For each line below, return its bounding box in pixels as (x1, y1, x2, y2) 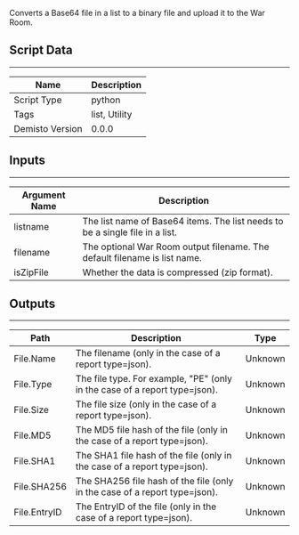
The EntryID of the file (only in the (75, 500, 216, 513)
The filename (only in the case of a (75, 347, 221, 360)
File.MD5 (13, 429, 52, 442)
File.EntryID (13, 507, 62, 519)
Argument (21, 189, 66, 201)
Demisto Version (13, 122, 83, 134)
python (91, 93, 121, 106)
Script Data (9, 43, 73, 58)
